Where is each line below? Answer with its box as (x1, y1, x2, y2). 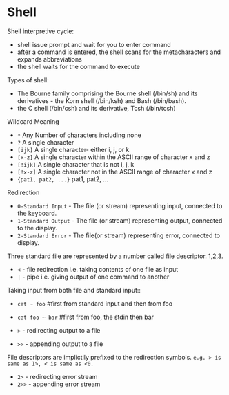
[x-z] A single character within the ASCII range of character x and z (17, 153, 210, 161)
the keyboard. (17, 209, 57, 217)
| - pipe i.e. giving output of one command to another (17, 273, 170, 281)
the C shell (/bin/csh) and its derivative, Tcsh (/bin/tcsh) (17, 104, 176, 112)
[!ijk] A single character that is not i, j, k (17, 160, 135, 168)
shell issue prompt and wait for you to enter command (17, 40, 171, 48)
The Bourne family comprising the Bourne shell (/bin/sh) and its (17, 89, 198, 98)
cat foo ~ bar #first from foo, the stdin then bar (17, 313, 154, 321)
